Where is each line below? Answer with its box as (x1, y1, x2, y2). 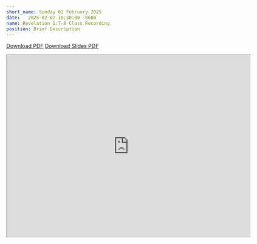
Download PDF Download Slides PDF (6, 42, 99, 50)
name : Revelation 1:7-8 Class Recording (6, 20, 111, 26)
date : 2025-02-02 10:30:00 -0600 (6, 15, 97, 21)
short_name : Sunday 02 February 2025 (6, 8, 102, 15)
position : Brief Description (6, 25, 80, 32)
